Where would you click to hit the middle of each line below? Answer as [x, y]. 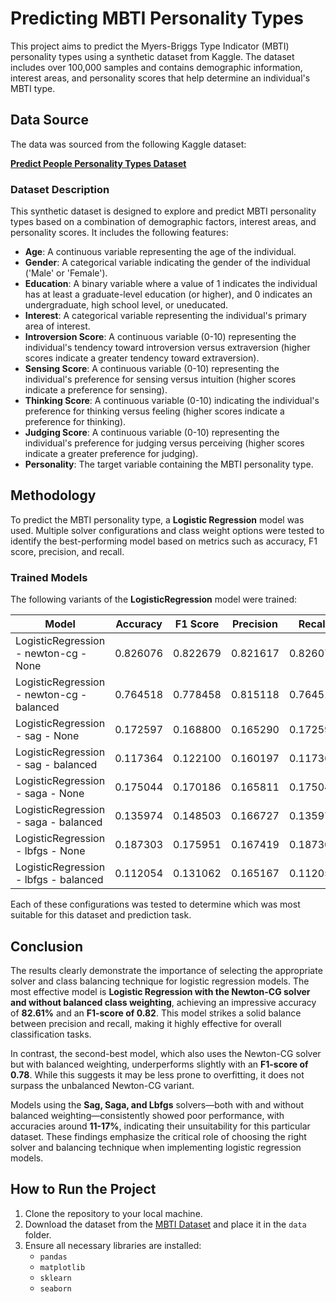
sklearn [55, 1278]
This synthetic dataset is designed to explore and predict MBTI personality [163, 211]
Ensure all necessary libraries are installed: [113, 1245]
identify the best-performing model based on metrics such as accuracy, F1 [164, 541]
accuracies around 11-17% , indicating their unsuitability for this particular [160, 1126]
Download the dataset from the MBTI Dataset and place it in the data [165, 1224]
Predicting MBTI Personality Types [157, 18]
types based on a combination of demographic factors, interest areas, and [163, 222]
